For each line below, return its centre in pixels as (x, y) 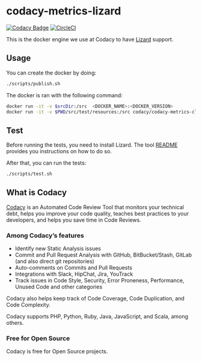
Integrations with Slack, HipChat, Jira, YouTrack (74, 274)
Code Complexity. (29, 305)
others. (15, 323)
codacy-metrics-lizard (64, 11)
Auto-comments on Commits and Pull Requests (73, 268)
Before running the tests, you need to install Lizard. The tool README (92, 145)
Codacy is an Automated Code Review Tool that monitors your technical (95, 207)
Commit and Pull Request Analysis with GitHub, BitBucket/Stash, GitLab (103, 255)
